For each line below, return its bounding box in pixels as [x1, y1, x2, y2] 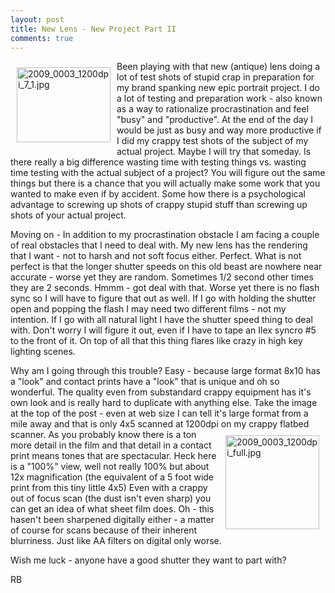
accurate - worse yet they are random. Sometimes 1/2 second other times [10, 271, 314, 283]
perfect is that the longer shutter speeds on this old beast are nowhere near [10, 261, 323, 273]
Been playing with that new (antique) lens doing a [116, 61, 321, 73]
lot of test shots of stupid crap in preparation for [116, 71, 315, 83]
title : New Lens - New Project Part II [10, 24, 177, 34]
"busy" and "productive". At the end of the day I [116, 114, 314, 126]
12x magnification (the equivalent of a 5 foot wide [10, 471, 215, 483]
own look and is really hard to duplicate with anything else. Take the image [10, 397, 318, 409]
